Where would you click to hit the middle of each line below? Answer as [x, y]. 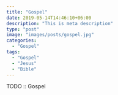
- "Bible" [24, 69]
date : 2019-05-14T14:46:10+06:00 [49, 18]
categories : [21, 40]
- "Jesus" [24, 63]
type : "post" [23, 29]
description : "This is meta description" [60, 23]
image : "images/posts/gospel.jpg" [50, 35]
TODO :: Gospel [26, 86]
